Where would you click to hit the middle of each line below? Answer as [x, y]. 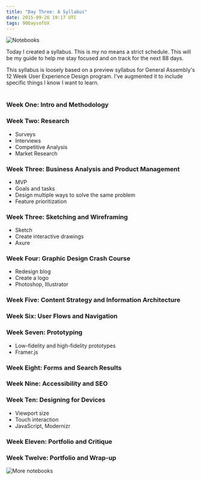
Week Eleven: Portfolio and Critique [59, 441]
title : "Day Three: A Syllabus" [47, 12]
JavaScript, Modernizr [42, 426]
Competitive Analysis [41, 147]
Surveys [25, 134]
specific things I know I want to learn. [53, 83]
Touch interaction [37, 419]
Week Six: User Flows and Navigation [62, 316]
